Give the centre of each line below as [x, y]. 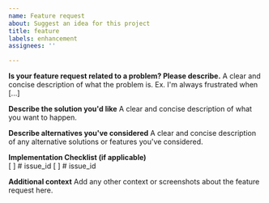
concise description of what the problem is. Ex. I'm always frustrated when [133, 85]
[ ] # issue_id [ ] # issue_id [52, 166]
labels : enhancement [43, 38]
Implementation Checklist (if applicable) [77, 158]
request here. [31, 190]
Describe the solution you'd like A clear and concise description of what [130, 109]
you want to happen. [43, 117]
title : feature [34, 31]
